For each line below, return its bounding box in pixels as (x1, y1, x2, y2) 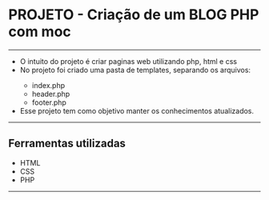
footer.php (31, 98, 66, 107)
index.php (31, 80, 66, 90)
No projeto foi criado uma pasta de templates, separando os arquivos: (19, 65, 251, 74)
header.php (31, 89, 70, 98)
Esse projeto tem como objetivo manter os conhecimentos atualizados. (19, 106, 255, 115)
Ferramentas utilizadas (8, 137, 126, 150)
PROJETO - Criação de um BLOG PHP (8, 6, 259, 24)
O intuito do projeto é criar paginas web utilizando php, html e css (19, 56, 238, 66)
